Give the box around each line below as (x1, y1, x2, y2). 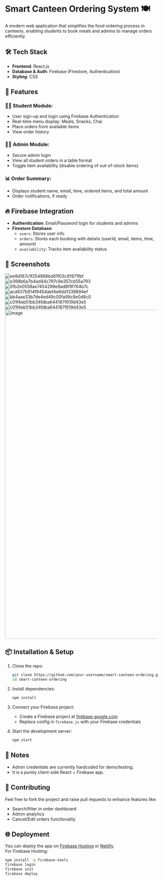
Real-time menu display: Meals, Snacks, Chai (12, 118, 103, 124)
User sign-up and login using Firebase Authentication (12, 114, 119, 119)
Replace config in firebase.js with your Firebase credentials (19, 719, 141, 725)
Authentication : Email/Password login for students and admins (12, 220, 138, 226)
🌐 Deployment (5, 830, 49, 838)
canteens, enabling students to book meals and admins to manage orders (5, 28, 152, 34)
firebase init (5, 867, 34, 872)
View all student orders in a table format (12, 157, 92, 163)
